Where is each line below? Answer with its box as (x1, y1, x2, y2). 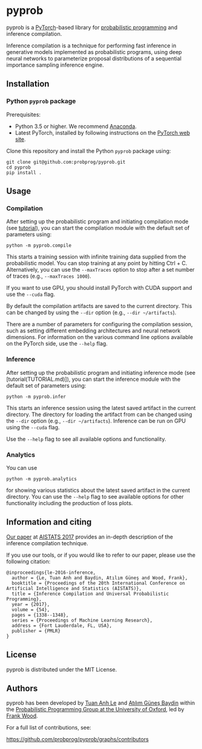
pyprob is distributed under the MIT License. (6, 665, 117, 673)
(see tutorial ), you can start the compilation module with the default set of (6, 224, 190, 232)
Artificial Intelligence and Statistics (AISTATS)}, (6, 585, 142, 591)
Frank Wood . (6, 712, 38, 719)
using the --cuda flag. (6, 423, 60, 431)
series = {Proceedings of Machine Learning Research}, (11, 617, 153, 623)
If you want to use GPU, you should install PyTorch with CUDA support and (6, 284, 192, 292)
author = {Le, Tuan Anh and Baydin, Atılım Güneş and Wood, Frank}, (11, 574, 188, 581)
